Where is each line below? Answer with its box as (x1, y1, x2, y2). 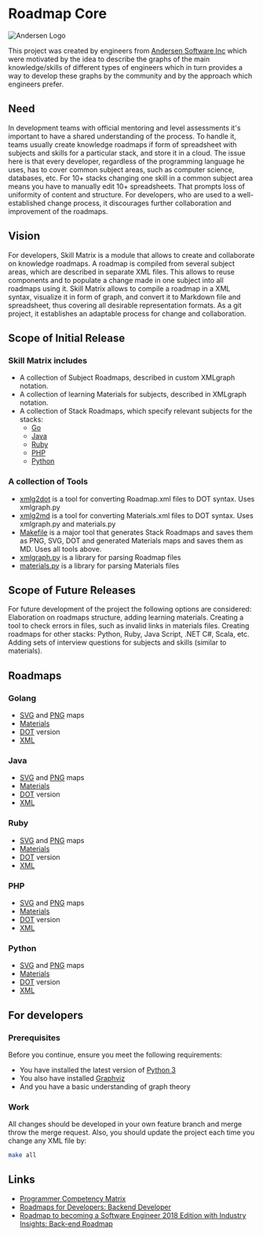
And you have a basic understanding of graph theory (19, 1082, 191, 1091)
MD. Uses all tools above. (19, 544, 102, 554)
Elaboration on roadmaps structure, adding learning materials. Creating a (8, 612, 244, 622)
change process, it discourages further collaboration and (46, 198, 232, 208)
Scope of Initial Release (8, 331, 126, 344)
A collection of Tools (8, 476, 89, 487)
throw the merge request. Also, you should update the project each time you (8, 1127, 255, 1137)
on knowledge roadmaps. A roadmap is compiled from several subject (8, 259, 236, 268)
